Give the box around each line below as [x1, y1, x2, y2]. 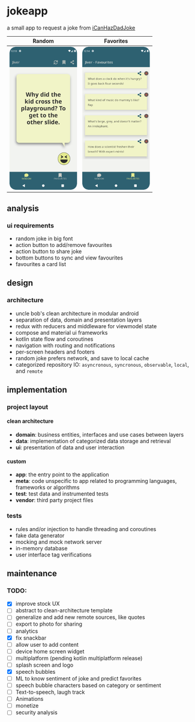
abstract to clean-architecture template [15, 607, 113, 614]
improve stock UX [15, 600, 60, 608]
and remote [15, 367, 43, 375]
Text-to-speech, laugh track [15, 688, 85, 696]
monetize [15, 702, 39, 709]
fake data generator [15, 532, 65, 539]
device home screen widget [15, 647, 85, 655]
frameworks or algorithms [15, 484, 80, 491]
